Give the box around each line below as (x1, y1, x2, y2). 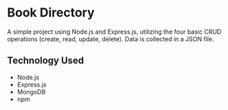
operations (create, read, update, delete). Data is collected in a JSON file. (7, 34, 214, 43)
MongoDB (16, 87, 46, 96)
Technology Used (7, 55, 84, 67)
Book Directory (7, 5, 95, 21)
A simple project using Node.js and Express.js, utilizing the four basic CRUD (7, 27, 222, 36)
